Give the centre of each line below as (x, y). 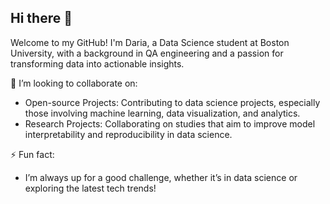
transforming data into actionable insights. (97, 63)
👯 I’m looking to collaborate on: (74, 83)
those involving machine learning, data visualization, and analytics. (162, 113)
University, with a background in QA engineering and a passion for (147, 53)
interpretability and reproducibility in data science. (128, 134)
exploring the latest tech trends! (90, 188)
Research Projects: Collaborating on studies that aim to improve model (170, 123)
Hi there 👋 (41, 18)
